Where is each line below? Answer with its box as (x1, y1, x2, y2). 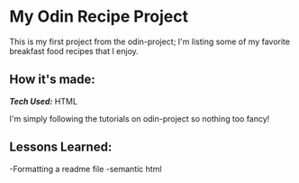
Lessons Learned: (9, 140, 113, 155)
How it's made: (9, 72, 96, 87)
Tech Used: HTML (9, 96, 78, 106)
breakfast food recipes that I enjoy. (9, 45, 140, 56)
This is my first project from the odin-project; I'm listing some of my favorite (9, 36, 291, 47)
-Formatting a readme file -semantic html (9, 163, 162, 174)
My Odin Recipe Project (9, 6, 189, 27)
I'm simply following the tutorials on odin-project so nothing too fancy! (9, 113, 270, 124)
